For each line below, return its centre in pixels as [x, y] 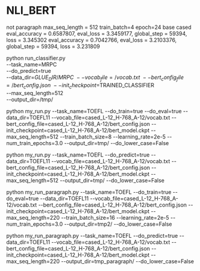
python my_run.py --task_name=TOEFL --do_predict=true [78, 155]
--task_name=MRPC [32, 64]
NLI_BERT [31, 11]
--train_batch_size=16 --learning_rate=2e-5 [115, 217]
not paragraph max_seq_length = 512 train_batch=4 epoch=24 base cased [99, 27]
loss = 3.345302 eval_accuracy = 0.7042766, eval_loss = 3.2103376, [92, 40]
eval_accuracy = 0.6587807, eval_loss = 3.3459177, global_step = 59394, [97, 33]
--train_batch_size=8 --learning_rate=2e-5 [113, 137]
